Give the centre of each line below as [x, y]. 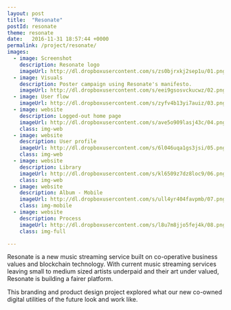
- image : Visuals [38, 77]
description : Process [50, 218]
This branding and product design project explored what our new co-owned [114, 292]
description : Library [50, 167]
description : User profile [58, 142]
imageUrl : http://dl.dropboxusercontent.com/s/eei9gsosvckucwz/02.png [123, 90]
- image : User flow [41, 97]
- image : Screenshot [43, 59]
